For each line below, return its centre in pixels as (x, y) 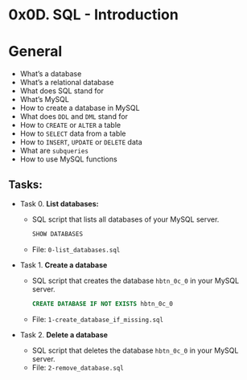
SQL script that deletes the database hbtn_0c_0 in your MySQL (135, 350)
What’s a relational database (67, 83)
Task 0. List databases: (59, 203)
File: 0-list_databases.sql (76, 249)
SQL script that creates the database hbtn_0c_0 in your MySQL (136, 280)
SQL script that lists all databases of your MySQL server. (126, 219)
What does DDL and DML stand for (74, 116)
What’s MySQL (45, 100)
